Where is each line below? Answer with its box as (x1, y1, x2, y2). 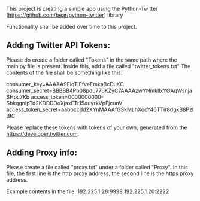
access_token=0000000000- (31, 93, 104, 100)
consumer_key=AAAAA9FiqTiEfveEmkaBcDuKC (6, 80, 125, 87)
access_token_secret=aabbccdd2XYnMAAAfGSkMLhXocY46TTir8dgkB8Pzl (6, 106, 194, 113)
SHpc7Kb (6, 93, 30, 100)
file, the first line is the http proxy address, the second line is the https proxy (6, 170, 194, 177)
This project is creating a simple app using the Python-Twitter (6, 5, 158, 12)
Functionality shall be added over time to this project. (6, 23, 137, 30)
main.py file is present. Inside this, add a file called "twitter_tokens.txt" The (6, 62, 191, 69)
